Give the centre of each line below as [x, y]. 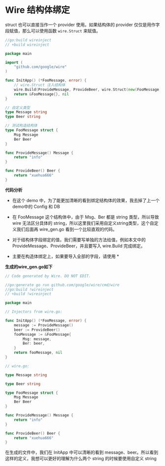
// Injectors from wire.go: [34, 312]
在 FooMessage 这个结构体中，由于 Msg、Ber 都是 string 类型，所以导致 [85, 217]
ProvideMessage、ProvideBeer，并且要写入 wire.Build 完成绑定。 [79, 246]
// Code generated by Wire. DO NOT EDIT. [48, 276]
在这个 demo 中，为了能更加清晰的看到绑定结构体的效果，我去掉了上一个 [86, 200]
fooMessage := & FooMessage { [42, 334]
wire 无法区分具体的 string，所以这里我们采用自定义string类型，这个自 [83, 223]
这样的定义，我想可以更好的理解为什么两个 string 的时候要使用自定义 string [81, 459]
